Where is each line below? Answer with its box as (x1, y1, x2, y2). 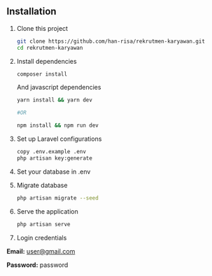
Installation (6, 6, 57, 18)
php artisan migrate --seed (16, 194, 99, 202)
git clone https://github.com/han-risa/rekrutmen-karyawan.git (16, 38, 206, 45)
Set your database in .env (16, 167, 91, 176)
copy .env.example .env (16, 149, 87, 156)
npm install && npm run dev (16, 122, 99, 129)
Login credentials (16, 233, 67, 242)
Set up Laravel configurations (16, 134, 102, 143)
